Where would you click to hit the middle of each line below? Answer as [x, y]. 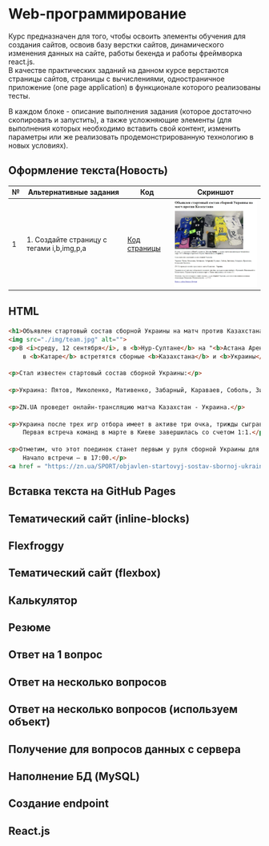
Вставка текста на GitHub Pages [92, 491]
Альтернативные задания [74, 192]
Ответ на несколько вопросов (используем [123, 709]
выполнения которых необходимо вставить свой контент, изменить [125, 128]
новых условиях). [38, 145]
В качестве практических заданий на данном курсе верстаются [118, 70]
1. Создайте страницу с [67, 240]
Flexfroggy [36, 546]
